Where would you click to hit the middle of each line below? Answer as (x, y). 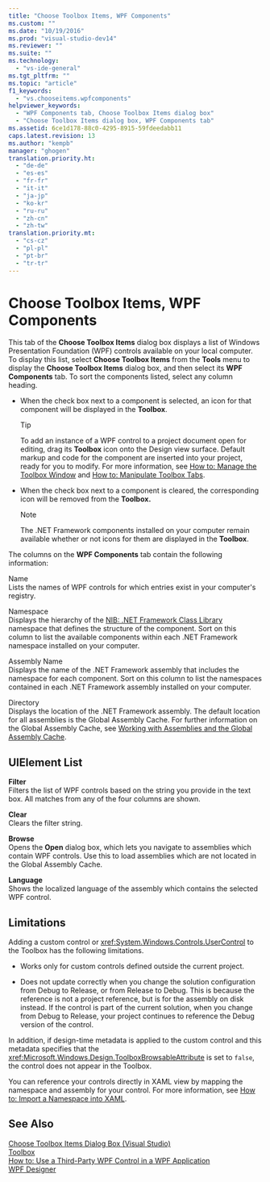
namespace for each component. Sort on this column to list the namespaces (135, 679)
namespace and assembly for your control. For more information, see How (132, 1090)
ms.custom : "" (32, 23)
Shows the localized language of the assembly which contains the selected (133, 889)
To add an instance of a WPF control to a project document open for (133, 441)
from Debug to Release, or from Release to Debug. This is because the (137, 991)
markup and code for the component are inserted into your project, (131, 458)
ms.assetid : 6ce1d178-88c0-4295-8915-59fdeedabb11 (95, 128)
